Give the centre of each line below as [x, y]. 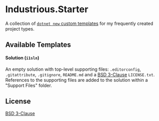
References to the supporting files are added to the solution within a [77, 80]
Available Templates [38, 45]
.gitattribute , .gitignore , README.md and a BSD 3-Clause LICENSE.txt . [80, 74]
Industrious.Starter [47, 9]
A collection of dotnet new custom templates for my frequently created [79, 23]
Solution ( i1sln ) [22, 57]
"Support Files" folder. [29, 85]
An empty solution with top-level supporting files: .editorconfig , [73, 69]
